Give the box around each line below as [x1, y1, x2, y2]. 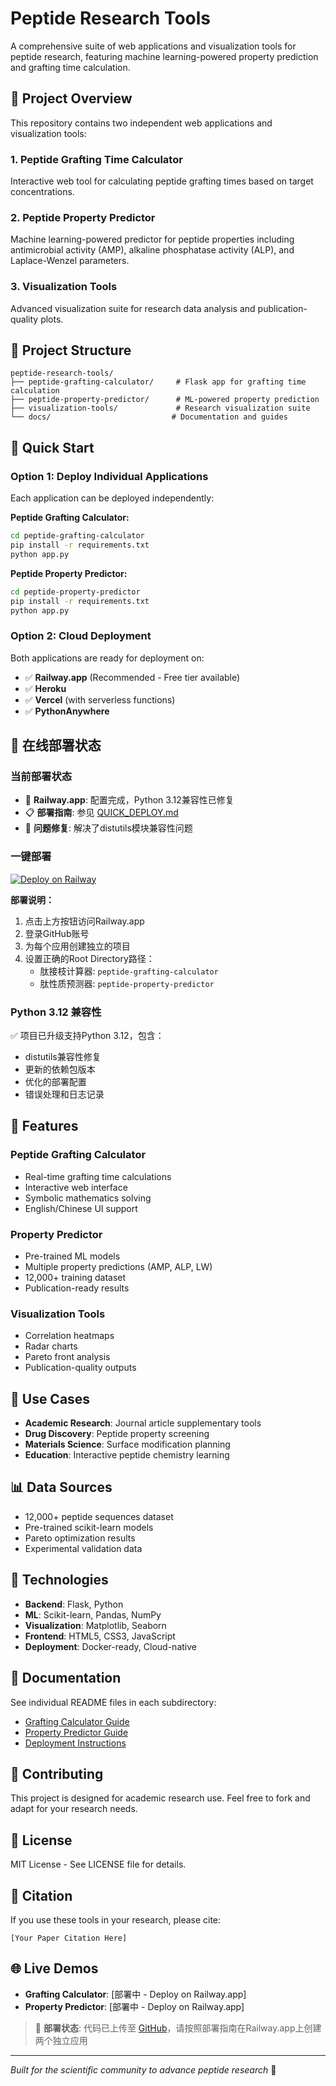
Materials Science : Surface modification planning [24, 1438, 231, 1451]
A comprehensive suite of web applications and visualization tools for [10, 40, 297, 52]
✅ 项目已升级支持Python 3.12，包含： [10, 1029, 165, 1041]
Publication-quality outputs [24, 1362, 137, 1374]
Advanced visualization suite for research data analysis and [10, 302, 256, 314]
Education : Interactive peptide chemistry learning [24, 1449, 230, 1461]
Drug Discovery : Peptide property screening [24, 1428, 210, 1440]
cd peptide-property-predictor [10, 587, 141, 597]
